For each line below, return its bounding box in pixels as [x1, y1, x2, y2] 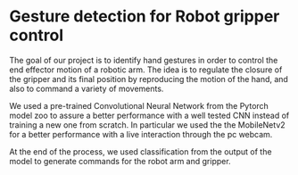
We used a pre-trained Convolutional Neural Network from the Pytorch [9, 100, 269, 111]
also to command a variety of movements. [9, 83, 164, 94]
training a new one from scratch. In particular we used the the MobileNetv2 [9, 119, 286, 130]
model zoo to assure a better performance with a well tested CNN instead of [9, 110, 290, 121]
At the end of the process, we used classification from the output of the [9, 146, 272, 157]
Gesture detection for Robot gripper [9, 6, 280, 27]
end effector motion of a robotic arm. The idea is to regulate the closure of [9, 64, 283, 75]
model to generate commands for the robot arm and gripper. [9, 155, 231, 166]
